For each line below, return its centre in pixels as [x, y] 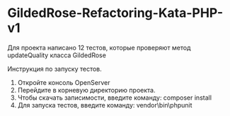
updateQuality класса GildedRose [57, 55]
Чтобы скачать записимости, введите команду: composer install [115, 98]
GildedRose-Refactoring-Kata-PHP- [115, 13]
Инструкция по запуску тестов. [55, 69]
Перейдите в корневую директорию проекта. [86, 90]
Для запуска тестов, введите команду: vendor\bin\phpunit [105, 105]
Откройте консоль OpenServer [64, 82]
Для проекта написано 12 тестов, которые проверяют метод [99, 47]
